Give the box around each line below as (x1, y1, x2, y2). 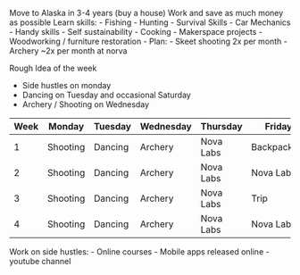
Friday (264, 121, 293, 132)
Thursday (200, 121, 243, 132)
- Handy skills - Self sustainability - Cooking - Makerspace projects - (9, 27, 263, 37)
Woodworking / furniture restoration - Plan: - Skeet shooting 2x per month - (9, 36, 287, 46)
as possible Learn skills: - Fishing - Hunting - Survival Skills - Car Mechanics (9, 17, 291, 28)
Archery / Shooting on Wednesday (21, 99, 150, 110)
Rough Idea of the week (9, 62, 97, 73)
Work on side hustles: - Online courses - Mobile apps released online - (9, 246, 270, 257)
